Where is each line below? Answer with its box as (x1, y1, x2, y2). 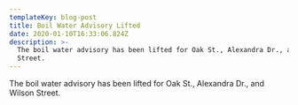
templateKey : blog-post (9, 12, 98, 22)
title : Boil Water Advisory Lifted (9, 21, 141, 30)
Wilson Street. (9, 87, 61, 98)
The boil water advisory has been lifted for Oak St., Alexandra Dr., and (9, 79, 264, 88)
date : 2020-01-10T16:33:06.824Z (9, 29, 129, 38)
